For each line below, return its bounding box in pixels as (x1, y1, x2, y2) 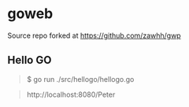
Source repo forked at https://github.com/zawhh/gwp (7, 31, 182, 40)
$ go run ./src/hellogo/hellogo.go (26, 74, 135, 83)
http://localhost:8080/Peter (26, 90, 116, 99)
